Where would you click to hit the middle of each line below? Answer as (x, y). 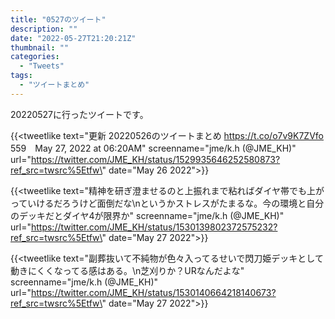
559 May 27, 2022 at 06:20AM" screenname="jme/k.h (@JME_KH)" (153, 148)
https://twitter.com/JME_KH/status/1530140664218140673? (153, 292)
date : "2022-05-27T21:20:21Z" (73, 38)
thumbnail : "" (40, 47)
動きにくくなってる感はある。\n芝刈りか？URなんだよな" (127, 270)
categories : (35, 57)
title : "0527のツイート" (58, 19)
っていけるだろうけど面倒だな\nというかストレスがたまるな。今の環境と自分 (167, 203)
